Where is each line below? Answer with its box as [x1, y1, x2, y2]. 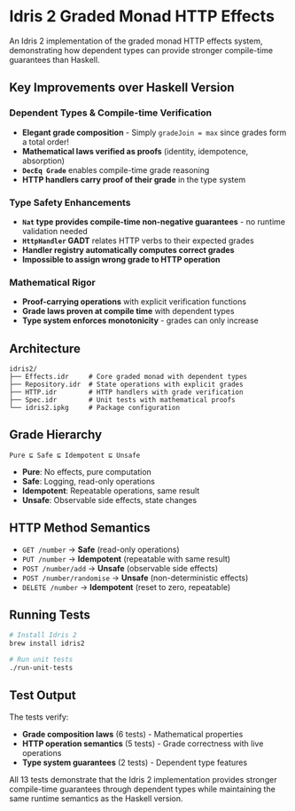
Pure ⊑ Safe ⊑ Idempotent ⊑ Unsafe [9, 451, 141, 460]
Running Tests [9, 608, 90, 623]
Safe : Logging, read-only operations [21, 476, 155, 486]
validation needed [21, 225, 89, 236]
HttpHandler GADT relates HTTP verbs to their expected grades [21, 235, 254, 246]
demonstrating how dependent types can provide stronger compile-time [9, 44, 273, 55]
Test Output [9, 688, 77, 703]
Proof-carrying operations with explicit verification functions [21, 296, 246, 307]
